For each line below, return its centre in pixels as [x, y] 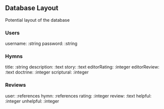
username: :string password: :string [41, 43]
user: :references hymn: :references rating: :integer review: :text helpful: [78, 96]
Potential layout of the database [38, 20]
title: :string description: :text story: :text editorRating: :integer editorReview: [82, 67]
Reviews [16, 85]
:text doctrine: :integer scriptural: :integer [47, 72]
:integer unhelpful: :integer [32, 101]
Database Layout [32, 8]
